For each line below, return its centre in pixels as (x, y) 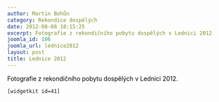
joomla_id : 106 (29, 40)
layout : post (26, 53)
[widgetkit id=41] (34, 91)
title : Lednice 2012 (37, 59)
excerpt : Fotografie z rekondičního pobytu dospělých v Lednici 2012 (110, 33)
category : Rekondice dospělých (52, 20)
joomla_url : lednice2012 (43, 46)
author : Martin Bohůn (38, 14)
